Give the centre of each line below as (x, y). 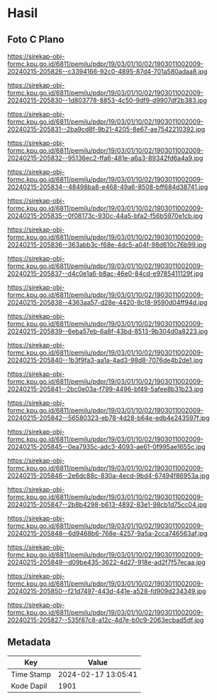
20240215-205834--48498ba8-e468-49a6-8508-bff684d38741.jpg (108, 187)
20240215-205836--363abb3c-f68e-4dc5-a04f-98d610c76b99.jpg (107, 244)
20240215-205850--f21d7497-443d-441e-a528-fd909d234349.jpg (107, 591)
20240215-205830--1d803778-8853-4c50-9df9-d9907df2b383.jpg (107, 100)
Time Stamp (31, 674)
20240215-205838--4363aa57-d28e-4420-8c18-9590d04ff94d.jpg (107, 302)
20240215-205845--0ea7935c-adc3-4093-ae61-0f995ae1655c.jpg (106, 447)
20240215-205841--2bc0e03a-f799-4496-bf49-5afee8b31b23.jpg (105, 389)
